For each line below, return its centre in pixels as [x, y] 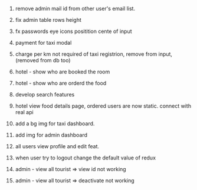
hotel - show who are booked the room [63, 72]
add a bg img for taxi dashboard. [55, 124]
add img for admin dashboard [51, 135]
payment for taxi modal [43, 43]
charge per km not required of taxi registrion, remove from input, [94, 54]
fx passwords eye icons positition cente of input [73, 31]
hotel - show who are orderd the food [61, 83]
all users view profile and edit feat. [57, 146]
